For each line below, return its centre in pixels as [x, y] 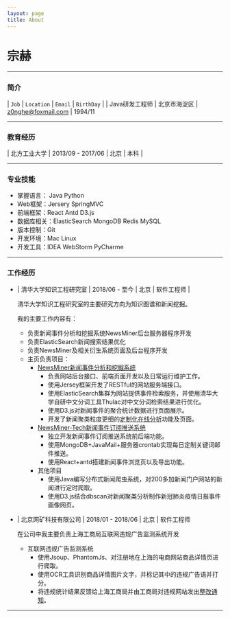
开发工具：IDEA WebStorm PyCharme [71, 247]
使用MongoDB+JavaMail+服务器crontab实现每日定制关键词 [131, 444]
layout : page [26, 13]
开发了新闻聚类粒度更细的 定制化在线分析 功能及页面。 [123, 419]
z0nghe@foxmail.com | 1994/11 [51, 111]
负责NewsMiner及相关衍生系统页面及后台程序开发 [97, 350]
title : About [26, 20]
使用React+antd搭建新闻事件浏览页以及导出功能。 [118, 461]
